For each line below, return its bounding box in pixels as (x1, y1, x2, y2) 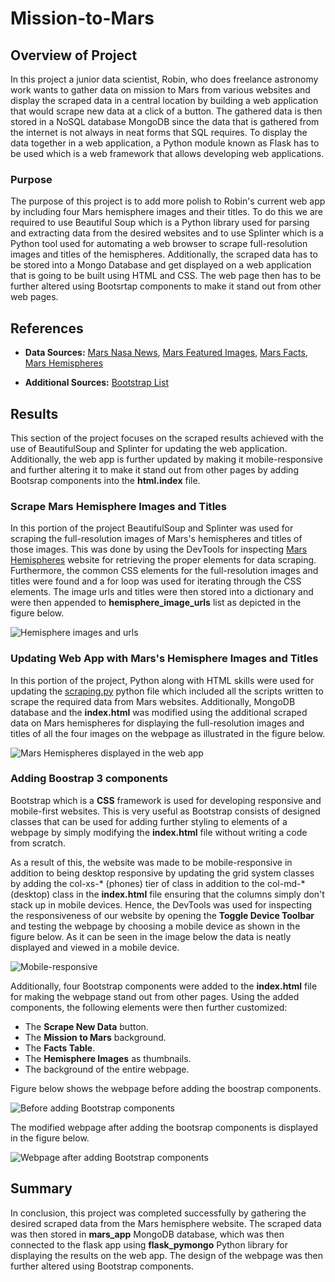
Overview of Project (10, 47, 138, 64)
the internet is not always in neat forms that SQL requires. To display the (10, 127, 308, 138)
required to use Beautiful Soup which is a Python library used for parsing (10, 217, 310, 229)
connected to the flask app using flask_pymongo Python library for (10, 1238, 288, 1251)
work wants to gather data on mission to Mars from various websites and (10, 84, 311, 96)
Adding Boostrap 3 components (10, 772, 168, 786)
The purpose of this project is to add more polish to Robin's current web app (10, 195, 326, 207)
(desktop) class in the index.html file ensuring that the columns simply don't (10, 888, 325, 900)
